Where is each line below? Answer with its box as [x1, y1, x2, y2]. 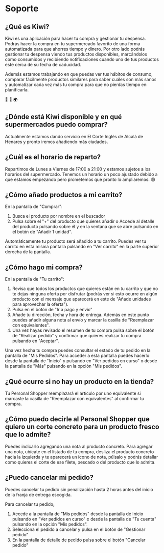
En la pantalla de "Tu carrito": [5, 276, 65, 282]
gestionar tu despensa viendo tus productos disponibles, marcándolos [5, 51, 147, 57]
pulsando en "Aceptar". [12, 338, 59, 344]
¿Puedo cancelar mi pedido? [5, 473, 94, 482]
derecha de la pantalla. [5, 249, 51, 255]
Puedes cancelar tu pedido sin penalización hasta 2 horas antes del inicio [5, 486, 153, 492]
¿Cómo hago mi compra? [5, 263, 83, 271]
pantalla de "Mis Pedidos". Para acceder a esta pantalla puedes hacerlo [5, 352, 150, 359]
